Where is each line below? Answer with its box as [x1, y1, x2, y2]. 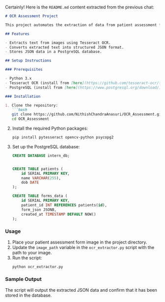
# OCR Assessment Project [5, 14, 58, 19]
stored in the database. [5, 292, 52, 298]
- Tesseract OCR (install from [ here [5, 81, 82, 85]
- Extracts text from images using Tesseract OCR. [5, 40, 111, 45]
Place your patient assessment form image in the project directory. [12, 239, 147, 245]
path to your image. [12, 249, 52, 255]
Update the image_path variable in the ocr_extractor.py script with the [12, 244, 155, 250]
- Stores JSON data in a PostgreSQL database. [5, 49, 102, 55]
